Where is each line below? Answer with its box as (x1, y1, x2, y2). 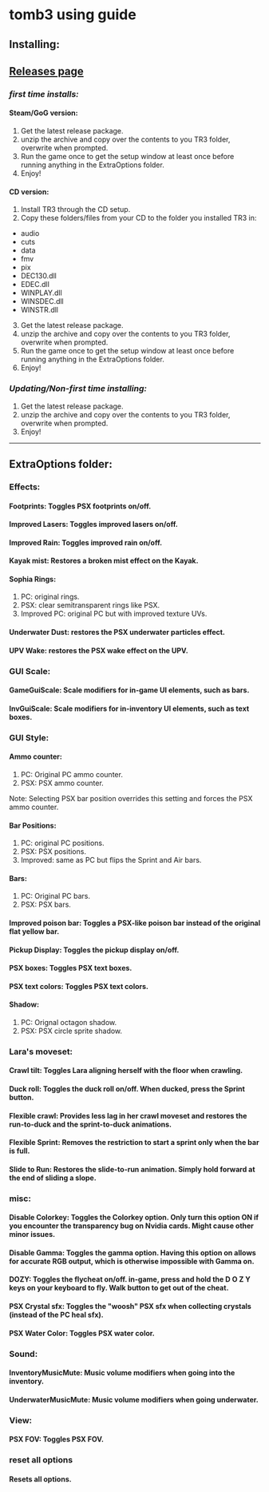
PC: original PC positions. (20, 838, 105, 848)
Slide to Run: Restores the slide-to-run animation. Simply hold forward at (9, 1164, 255, 1174)
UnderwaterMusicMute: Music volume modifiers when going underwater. (9, 1394, 259, 1404)
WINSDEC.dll (20, 297, 65, 306)
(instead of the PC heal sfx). (9, 1310, 105, 1320)
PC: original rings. (20, 592, 80, 601)
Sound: (9, 1348, 38, 1359)
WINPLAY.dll (20, 288, 62, 297)
